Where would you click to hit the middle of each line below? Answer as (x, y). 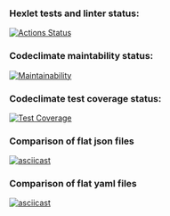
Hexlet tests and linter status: (74, 13)
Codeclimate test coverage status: (85, 98)
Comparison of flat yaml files (73, 184)
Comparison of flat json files (72, 141)
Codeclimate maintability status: (81, 56)
